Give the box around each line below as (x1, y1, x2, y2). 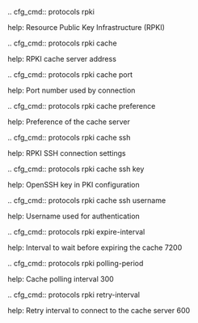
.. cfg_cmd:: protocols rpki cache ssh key (7, 164, 145, 174)
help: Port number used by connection (7, 85, 136, 95)
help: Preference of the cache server (7, 117, 130, 127)
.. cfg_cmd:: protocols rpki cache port (7, 70, 133, 80)
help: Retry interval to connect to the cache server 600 (7, 306, 191, 315)
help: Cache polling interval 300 (7, 274, 114, 283)
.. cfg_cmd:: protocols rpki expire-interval (7, 227, 145, 236)
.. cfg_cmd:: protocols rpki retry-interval (7, 290, 141, 299)
